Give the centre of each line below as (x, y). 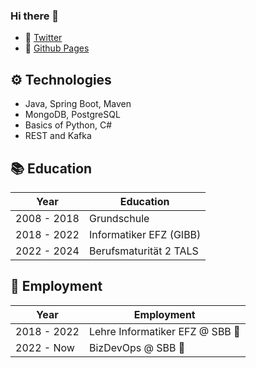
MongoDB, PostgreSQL (72, 115)
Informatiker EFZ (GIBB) (145, 234)
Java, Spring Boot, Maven (78, 104)
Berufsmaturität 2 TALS (143, 251)
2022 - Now (45, 347)
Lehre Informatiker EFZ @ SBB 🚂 (164, 331)
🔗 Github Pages (57, 48)
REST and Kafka (58, 136)
